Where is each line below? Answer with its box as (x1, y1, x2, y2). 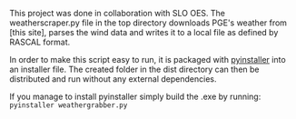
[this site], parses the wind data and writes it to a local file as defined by (9, 27, 279, 37)
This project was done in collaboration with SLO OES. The (9, 8, 225, 18)
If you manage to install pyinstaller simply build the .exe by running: (9, 91, 261, 102)
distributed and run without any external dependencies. (9, 74, 217, 84)
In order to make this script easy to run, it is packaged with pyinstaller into (9, 55, 286, 64)
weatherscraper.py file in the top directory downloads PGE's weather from (9, 17, 288, 28)
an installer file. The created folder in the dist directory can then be (9, 64, 260, 74)
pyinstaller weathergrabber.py (9, 101, 128, 110)
